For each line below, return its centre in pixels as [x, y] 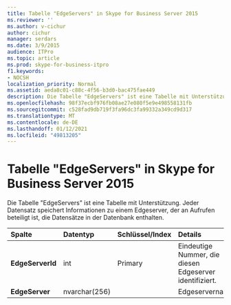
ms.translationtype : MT [41, 116]
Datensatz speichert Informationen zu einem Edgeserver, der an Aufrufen [111, 210]
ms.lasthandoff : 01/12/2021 [47, 129]
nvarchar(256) [87, 292]
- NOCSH [18, 77]
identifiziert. [197, 281]
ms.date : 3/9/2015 [33, 45]
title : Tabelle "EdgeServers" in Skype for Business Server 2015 [102, 13]
